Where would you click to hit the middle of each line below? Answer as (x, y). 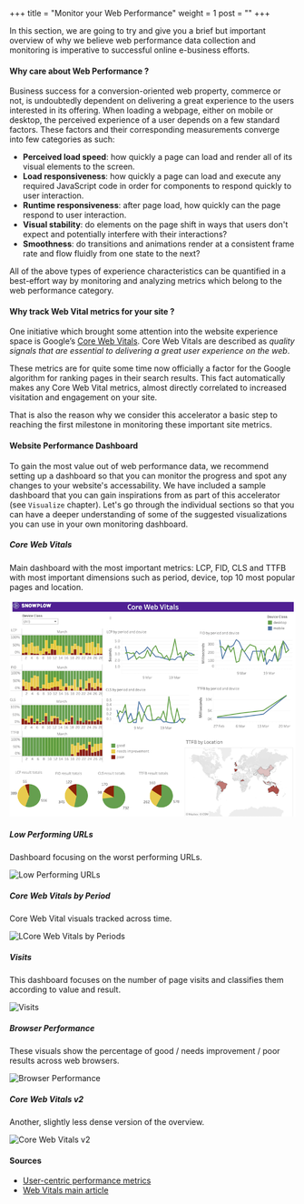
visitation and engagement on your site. (83, 397)
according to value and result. (65, 989)
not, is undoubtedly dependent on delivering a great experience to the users (152, 101)
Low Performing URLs (51, 834)
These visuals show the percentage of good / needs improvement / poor (145, 1051)
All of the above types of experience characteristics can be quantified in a (147, 271)
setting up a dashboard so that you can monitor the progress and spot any (148, 476)
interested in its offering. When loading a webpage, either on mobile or (142, 110)
